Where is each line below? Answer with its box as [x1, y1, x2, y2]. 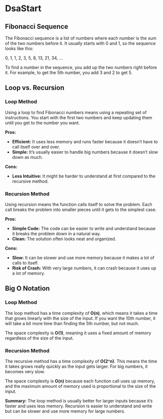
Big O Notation [5, 285, 50, 293]
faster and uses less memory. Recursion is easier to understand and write [5, 403, 152, 409]
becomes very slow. [5, 368, 45, 374]
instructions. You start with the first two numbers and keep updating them [5, 114, 153, 120]
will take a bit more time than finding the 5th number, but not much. [5, 320, 139, 326]
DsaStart [5, 3, 42, 14]
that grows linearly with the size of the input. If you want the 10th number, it [5, 315, 156, 321]
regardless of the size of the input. [5, 335, 74, 341]
